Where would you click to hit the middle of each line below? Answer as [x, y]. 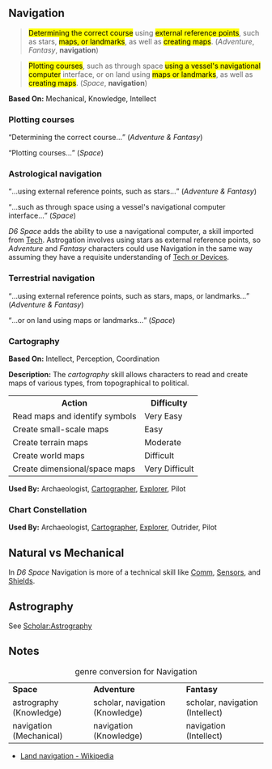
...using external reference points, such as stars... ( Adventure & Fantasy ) [134, 191]
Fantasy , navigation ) [63, 50]
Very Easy [164, 416]
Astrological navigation [55, 174]
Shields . [22, 581]
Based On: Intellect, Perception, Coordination [84, 359]
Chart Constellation [48, 509]
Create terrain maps [51, 442]
